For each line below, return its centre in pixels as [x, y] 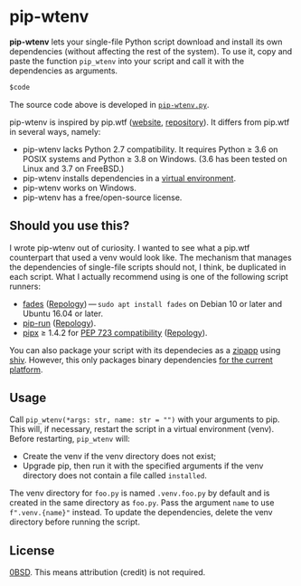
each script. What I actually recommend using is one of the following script [149, 276]
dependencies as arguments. [64, 71]
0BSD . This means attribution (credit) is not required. [108, 572]
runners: [25, 286]
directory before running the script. [75, 522]
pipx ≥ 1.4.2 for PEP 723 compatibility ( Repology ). [115, 332]
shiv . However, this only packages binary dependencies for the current [141, 360]
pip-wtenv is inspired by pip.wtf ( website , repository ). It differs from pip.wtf [150, 122]
